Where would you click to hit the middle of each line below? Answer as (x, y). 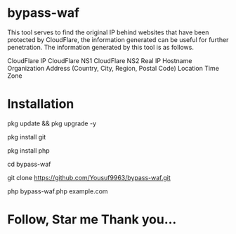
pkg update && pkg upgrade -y (52, 123)
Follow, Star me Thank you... (92, 220)
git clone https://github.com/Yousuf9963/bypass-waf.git (89, 177)
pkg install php (29, 150)
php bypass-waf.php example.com (58, 191)
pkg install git (27, 137)
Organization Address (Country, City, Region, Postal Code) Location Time (113, 68)
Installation (41, 104)
